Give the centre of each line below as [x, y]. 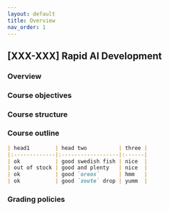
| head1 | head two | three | [77, 148]
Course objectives [40, 95]
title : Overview [31, 21]
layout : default [31, 14]
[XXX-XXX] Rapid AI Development [84, 56]
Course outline [33, 134]
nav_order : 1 [27, 27]
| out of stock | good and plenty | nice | [77, 168]
